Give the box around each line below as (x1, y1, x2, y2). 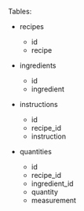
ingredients (19, 61, 57, 70)
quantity (31, 187, 59, 196)
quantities (19, 147, 53, 156)
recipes (19, 22, 45, 31)
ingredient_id (31, 179, 74, 188)
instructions (19, 100, 59, 109)
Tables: (8, 7, 32, 16)
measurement (31, 196, 77, 205)
